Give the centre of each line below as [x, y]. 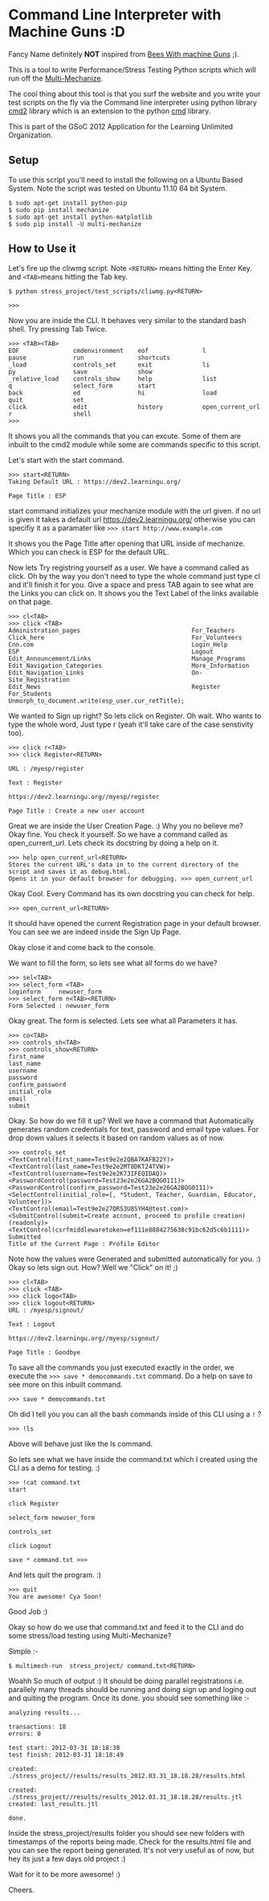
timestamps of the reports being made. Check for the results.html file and [130, 1842]
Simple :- [23, 1651]
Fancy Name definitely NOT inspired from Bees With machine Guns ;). [124, 54]
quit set [46, 399]
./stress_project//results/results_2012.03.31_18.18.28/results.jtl [125, 1797]
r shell [50, 414]
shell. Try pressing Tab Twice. [58, 329]
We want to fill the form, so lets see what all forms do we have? [113, 963]
